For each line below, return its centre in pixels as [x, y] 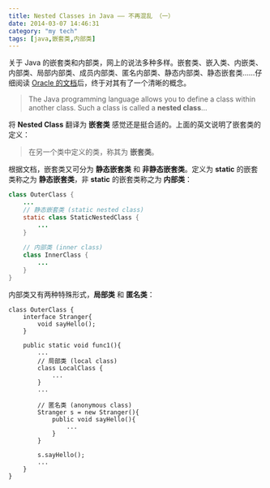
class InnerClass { [56, 255]
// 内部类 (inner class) [63, 248]
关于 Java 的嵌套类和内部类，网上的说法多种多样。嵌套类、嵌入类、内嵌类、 [136, 63]
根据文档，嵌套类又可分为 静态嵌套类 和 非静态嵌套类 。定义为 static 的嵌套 [133, 169]
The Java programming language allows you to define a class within [142, 99]
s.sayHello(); [61, 455]
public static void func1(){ [72, 345]
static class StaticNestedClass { [81, 217]
